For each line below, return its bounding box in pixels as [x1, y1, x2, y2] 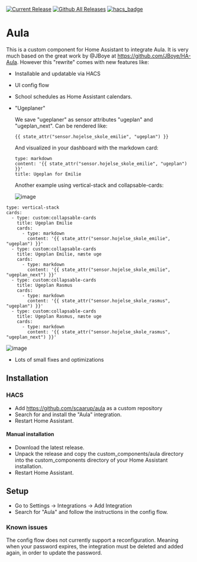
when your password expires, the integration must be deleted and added [6, 542, 183, 550]
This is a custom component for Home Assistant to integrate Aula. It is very [6, 46, 189, 53]
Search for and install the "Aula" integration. [14, 411, 122, 418]
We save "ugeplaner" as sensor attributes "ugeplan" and [14, 116, 153, 123]
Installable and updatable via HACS [14, 70, 101, 77]
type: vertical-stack [6, 205, 60, 210]
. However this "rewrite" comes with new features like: [17, 58, 149, 65]
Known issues [6, 523, 48, 531]
